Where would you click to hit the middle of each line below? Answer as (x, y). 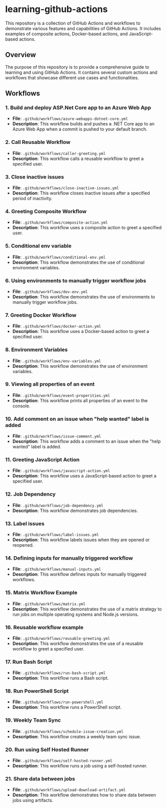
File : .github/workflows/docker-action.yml (57, 326)
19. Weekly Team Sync (33, 720)
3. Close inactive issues (34, 177)
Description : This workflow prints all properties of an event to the (80, 400)
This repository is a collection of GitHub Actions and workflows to (73, 23)
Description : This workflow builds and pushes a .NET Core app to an (83, 124)
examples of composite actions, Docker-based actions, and (66, 34)
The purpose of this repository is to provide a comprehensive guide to (77, 67)
